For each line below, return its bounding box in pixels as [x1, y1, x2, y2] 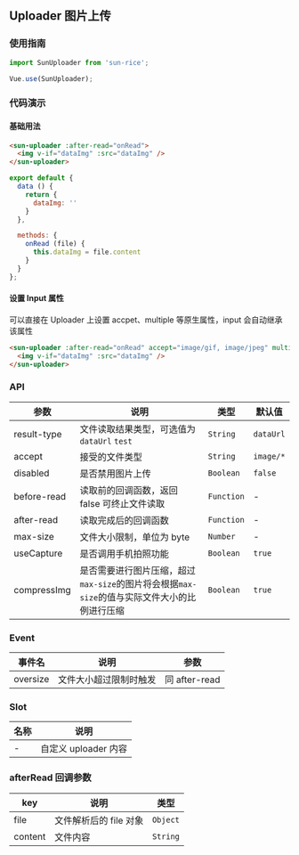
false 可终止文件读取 [79, 497, 166, 509]
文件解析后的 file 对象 [54, 814, 144, 826]
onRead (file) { [25, 240, 86, 248]
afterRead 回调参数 [9, 771, 92, 784]
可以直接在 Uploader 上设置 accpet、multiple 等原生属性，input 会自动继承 [9, 314, 283, 325]
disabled [13, 467, 50, 479]
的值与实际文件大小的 [97, 590, 188, 603]
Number [207, 531, 236, 541]
